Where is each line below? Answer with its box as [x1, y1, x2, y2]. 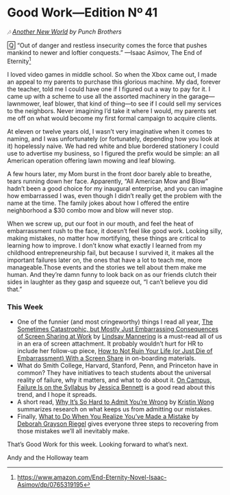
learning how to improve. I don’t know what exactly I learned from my [7, 241, 203, 250]
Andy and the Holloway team [7, 453, 89, 461]
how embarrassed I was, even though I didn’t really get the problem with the [7, 191, 222, 200]
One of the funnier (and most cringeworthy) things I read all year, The [16, 317, 214, 326]
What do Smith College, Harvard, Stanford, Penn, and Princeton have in [16, 361, 219, 370]
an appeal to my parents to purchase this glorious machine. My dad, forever [7, 77, 221, 86]
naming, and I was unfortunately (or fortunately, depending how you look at [7, 134, 220, 143]
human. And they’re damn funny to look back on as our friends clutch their [7, 270, 217, 278]
